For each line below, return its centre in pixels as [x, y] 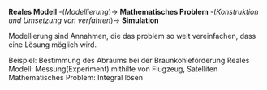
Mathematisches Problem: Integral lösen [76, 77]
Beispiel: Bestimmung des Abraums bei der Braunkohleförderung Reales [129, 60]
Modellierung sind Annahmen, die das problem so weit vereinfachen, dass [132, 36]
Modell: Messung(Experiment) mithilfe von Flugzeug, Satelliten [113, 69]
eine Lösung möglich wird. [53, 45]
